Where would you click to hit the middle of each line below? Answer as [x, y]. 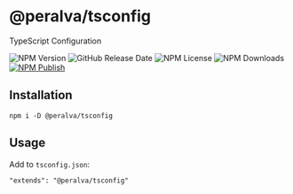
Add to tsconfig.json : [50, 164]
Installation [41, 95]
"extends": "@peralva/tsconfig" [69, 180]
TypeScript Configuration [55, 41]
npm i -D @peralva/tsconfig [61, 116]
